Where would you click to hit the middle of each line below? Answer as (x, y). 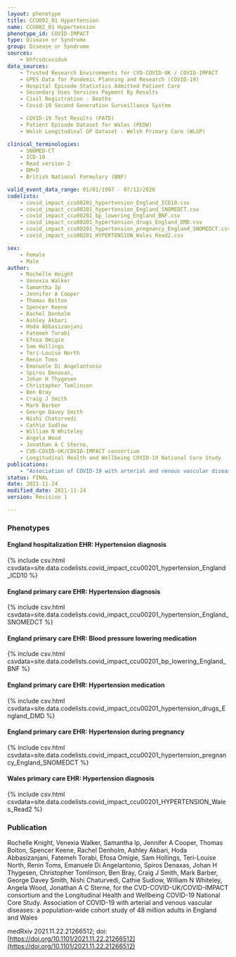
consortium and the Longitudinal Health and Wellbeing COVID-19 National (114, 895)
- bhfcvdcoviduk (44, 60)
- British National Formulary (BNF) (74, 177)
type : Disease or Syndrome (47, 40)
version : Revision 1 (38, 498)
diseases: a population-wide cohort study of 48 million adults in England (112, 910)
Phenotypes (29, 528)
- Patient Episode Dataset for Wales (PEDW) (86, 125)
